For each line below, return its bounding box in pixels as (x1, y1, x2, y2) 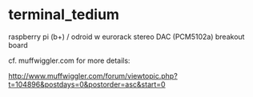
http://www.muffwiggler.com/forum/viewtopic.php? (8, 71, 178, 80)
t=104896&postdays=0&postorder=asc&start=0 (8, 80, 166, 89)
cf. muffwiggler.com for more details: (8, 56, 131, 65)
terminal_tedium (8, 6, 120, 24)
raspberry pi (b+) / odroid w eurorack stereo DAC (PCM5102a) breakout (8, 32, 245, 41)
